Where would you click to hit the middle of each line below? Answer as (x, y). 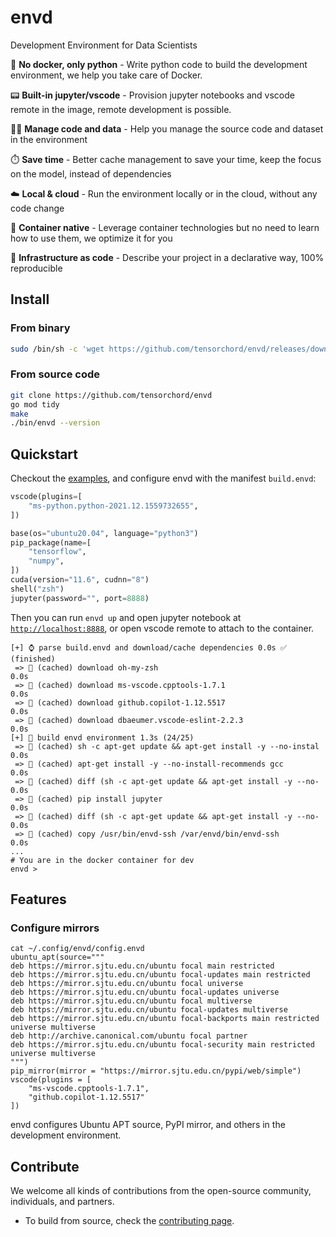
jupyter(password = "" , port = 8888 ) (80, 598)
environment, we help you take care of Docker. (106, 75)
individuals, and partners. (62, 1202)
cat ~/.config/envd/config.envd (77, 949)
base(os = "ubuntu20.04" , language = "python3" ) (104, 533)
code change (37, 208)
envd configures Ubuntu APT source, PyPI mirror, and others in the (148, 1125)
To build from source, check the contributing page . (129, 1221)
